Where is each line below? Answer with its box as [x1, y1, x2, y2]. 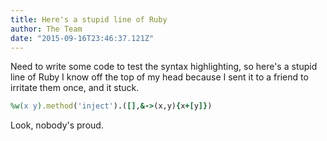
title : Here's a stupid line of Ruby [10, 14, 168, 25]
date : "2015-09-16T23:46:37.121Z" [10, 33, 155, 43]
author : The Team [10, 24, 83, 34]
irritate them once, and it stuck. [10, 82, 140, 94]
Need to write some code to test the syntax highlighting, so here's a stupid [10, 61, 318, 73]
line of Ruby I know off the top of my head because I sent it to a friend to [10, 71, 309, 83]
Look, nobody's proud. [10, 119, 104, 131]
